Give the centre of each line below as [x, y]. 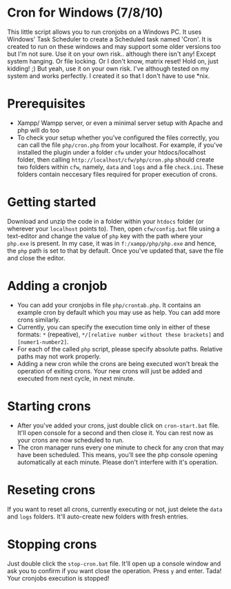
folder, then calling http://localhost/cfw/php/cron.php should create [115, 160]
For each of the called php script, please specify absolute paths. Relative [120, 349]
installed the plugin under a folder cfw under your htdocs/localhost [111, 152]
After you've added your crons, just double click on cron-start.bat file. [118, 425]
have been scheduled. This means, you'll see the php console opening [118, 454]
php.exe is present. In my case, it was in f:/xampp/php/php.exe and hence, [112, 243]
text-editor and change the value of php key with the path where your [105, 235]
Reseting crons [51, 490]
